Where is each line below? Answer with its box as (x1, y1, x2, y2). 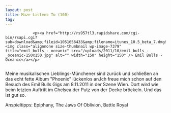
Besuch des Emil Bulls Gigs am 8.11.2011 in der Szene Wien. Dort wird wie (5, 82, 159, 88)
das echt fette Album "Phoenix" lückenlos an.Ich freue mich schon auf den (5, 76, 162, 82)
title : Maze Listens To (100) (5, 12, 70, 17)
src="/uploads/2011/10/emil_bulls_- (71, 49, 149, 54)
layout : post (5, 7, 33, 13)
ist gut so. (5, 92, 26, 98)
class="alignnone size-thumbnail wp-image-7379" (16, 44, 122, 49)
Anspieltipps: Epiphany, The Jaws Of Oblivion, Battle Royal (5, 102, 128, 108)
